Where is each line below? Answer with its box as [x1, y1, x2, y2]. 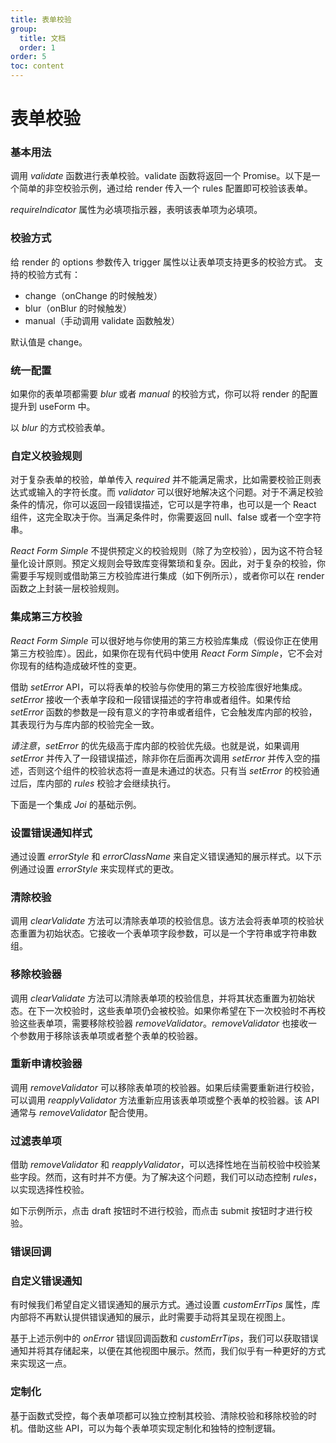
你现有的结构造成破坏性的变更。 [10, 659, 142, 671]
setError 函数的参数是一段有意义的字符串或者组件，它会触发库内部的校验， [10, 706, 318, 718]
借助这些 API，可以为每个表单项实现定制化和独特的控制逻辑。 [27, 1422, 282, 1434]
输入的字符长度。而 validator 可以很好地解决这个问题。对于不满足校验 [36, 486, 324, 498]
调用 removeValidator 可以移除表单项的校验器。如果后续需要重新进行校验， [10, 1081, 320, 1093]
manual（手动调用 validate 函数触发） [24, 314, 181, 326]
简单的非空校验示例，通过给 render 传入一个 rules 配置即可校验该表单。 [18, 182, 313, 195]
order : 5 [10, 52, 47, 62]
